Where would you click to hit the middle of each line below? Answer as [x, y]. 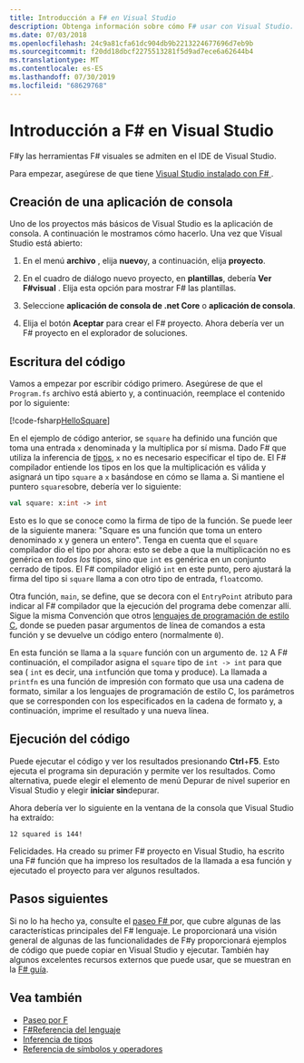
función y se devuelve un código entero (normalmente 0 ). [117, 635]
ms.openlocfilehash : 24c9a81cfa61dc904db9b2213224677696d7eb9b [132, 43]
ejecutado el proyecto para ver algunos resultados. [105, 870]
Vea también [46, 998]
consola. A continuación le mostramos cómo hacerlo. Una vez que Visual [146, 234]
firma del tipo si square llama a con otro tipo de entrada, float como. [137, 579]
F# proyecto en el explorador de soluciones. [105, 333]
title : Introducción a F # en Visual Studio [93, 18]
